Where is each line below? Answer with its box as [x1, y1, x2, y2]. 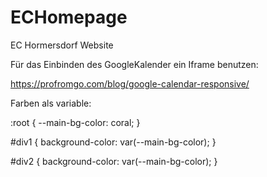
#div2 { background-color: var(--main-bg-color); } [10, 155, 218, 167]
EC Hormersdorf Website [10, 39, 114, 51]
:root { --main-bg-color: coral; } [10, 116, 141, 128]
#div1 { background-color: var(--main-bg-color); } [10, 136, 217, 148]
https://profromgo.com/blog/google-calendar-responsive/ [10, 77, 250, 90]
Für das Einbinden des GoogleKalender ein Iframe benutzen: [10, 58, 259, 70]
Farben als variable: [10, 97, 92, 109]
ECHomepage [10, 6, 128, 29]
